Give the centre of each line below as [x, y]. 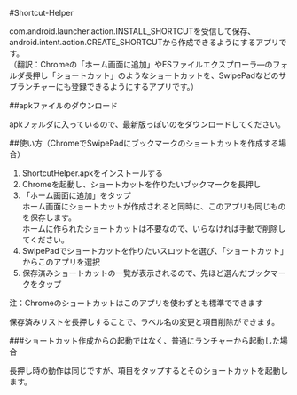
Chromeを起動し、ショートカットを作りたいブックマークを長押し [141, 184]
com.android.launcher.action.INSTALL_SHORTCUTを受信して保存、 [132, 31]
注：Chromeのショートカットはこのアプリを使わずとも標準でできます [137, 303]
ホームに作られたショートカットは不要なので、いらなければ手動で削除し [154, 229]
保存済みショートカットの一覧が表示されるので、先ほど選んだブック [146, 273]
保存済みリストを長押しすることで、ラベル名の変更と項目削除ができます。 [145, 322]
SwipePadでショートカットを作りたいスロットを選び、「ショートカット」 [155, 251]
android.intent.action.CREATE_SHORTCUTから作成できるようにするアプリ [144, 42]
